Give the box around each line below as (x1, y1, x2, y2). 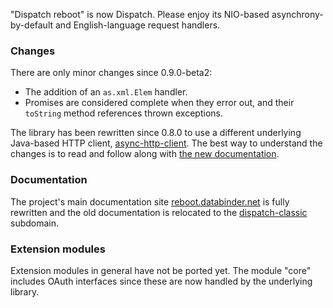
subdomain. (10, 217, 60, 229)
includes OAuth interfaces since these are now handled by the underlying (10, 275, 313, 287)
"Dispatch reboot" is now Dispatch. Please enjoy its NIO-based (10, 9, 270, 20)
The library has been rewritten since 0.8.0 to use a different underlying (10, 127, 302, 139)
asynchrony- (271, 9, 324, 20)
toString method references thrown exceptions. (24, 107, 223, 119)
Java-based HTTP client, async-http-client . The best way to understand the (10, 137, 323, 149)
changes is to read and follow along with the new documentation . (10, 148, 280, 160)
